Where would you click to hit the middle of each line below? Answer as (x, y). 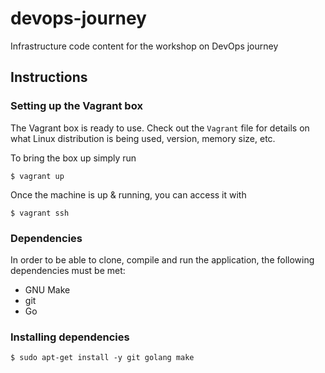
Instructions (49, 77)
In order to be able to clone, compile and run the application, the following (162, 259)
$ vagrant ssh (40, 213)
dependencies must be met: (68, 270)
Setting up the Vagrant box (76, 106)
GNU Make (47, 289)
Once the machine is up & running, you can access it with (128, 194)
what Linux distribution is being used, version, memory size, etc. (143, 138)
